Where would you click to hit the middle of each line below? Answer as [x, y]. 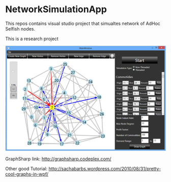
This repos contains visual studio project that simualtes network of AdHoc [83, 23]
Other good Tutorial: [26, 169]
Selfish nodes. [20, 28]
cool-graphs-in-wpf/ [27, 174]
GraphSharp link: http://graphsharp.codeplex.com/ [58, 159]
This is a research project [32, 39]
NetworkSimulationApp [56, 9]
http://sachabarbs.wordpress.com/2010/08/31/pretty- [105, 169]
